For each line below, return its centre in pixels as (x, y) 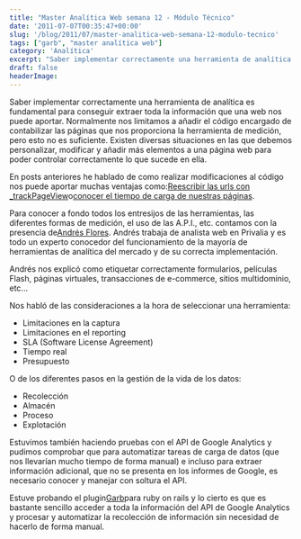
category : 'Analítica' (52, 51)
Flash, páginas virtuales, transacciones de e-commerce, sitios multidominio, (150, 278)
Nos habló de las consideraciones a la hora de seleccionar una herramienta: (150, 305)
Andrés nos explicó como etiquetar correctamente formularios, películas (143, 269)
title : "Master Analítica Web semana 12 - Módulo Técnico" (122, 18)
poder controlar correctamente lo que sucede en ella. (108, 159)
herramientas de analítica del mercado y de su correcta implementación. (144, 251)
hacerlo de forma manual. (57, 526)
